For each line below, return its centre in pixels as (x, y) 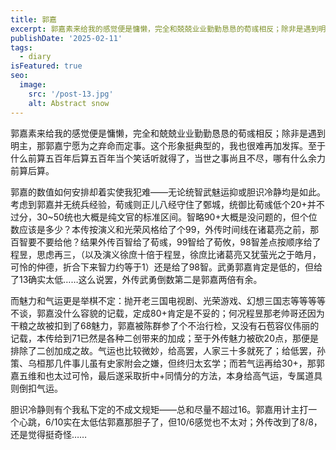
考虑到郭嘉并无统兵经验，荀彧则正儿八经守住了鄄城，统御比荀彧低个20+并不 (167, 204)
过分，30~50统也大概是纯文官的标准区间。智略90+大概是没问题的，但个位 (164, 217)
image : (33, 85)
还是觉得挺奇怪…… (49, 434)
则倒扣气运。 (36, 388)
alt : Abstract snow (69, 103)
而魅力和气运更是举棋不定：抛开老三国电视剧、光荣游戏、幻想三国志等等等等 (168, 300)
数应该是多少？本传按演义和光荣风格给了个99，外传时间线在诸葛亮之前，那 (165, 229)
